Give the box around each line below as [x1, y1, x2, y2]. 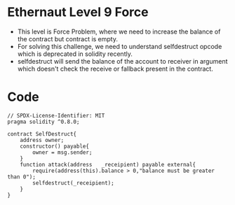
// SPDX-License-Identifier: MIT [7, 112, 105, 119]
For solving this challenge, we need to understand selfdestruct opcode [17, 42, 222, 50]
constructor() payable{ [20, 143, 90, 150]
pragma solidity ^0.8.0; [7, 118, 80, 125]
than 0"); [7, 173, 36, 181]
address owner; [20, 136, 65, 143]
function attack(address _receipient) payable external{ [20, 161, 196, 168]
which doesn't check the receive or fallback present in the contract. [17, 64, 214, 73]
